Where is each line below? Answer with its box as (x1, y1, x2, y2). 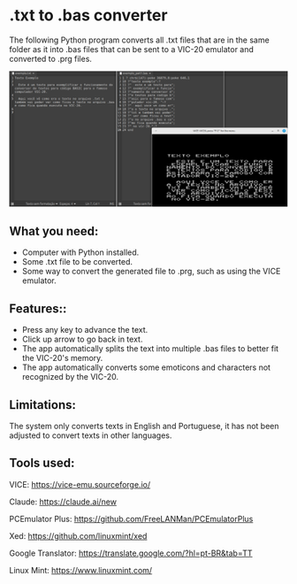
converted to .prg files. (9, 53, 93, 64)
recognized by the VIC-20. (21, 372, 119, 382)
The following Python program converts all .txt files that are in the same (9, 35, 270, 45)
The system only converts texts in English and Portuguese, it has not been (9, 420, 280, 431)
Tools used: (9, 456, 75, 471)
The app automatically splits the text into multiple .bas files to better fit (21, 343, 279, 354)
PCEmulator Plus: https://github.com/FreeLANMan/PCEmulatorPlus (9, 513, 254, 524)
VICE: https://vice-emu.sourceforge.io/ (9, 479, 151, 489)
